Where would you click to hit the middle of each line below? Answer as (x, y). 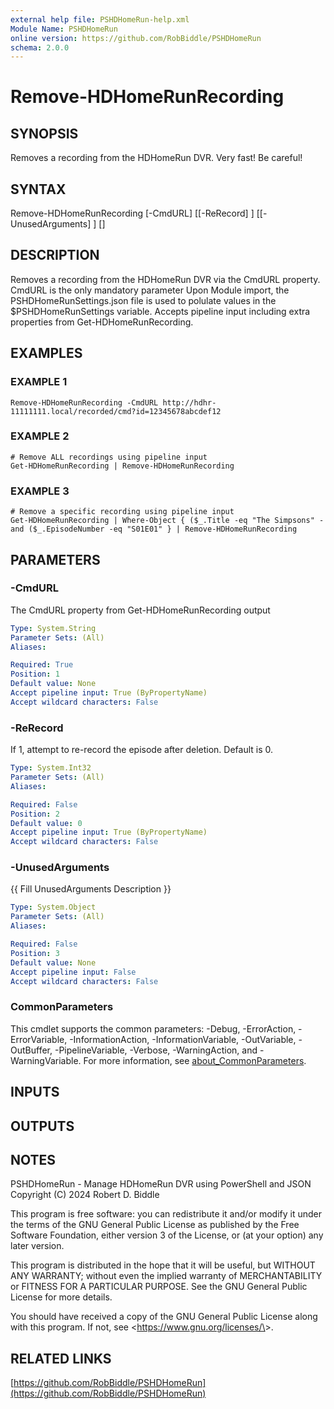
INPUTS (35, 1092)
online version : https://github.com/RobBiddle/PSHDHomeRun (136, 38)
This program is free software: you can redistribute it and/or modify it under (166, 1214)
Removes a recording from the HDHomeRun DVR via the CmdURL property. (165, 279)
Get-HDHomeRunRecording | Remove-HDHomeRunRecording (122, 466)
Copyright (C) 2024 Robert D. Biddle (85, 1195)
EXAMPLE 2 (40, 436)
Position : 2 (35, 814)
